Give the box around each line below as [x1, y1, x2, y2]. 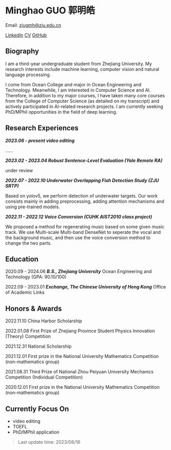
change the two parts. [5, 240, 52, 246]
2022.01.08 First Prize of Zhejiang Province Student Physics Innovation [5, 328, 155, 334]
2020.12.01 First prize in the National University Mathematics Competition [5, 384, 160, 390]
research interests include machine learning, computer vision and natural [5, 66, 160, 72]
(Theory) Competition [5, 333, 51, 339]
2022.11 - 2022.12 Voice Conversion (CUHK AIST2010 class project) [5, 213, 153, 220]
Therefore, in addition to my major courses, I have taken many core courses [5, 92, 165, 98]
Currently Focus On [5, 404, 69, 413]
